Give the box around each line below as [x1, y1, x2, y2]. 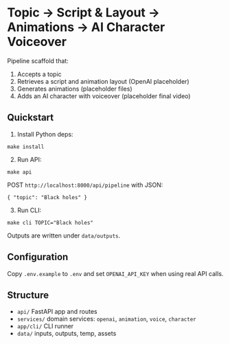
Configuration [7, 251, 69, 263]
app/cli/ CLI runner [16, 322, 74, 330]
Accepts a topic [16, 70, 62, 78]
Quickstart [7, 112, 54, 124]
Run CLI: [16, 206, 42, 214]
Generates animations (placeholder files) [16, 84, 133, 93]
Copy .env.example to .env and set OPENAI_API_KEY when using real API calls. [7, 269, 224, 277]
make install [7, 143, 45, 150]
